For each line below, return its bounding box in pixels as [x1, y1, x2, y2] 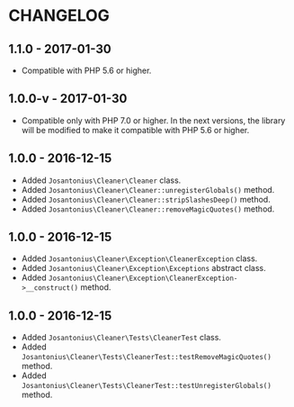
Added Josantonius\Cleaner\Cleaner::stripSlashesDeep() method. [21, 194, 271, 204]
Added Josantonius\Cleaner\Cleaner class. [21, 175, 182, 185]
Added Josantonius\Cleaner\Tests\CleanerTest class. [21, 332, 222, 343]
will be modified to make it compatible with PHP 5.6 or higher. [21, 124, 250, 135]
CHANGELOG [8, 5, 110, 26]
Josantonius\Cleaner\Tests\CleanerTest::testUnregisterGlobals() [21, 382, 272, 391]
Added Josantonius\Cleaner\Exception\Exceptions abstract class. [21, 263, 266, 274]
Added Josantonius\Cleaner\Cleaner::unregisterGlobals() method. [21, 184, 275, 194]
